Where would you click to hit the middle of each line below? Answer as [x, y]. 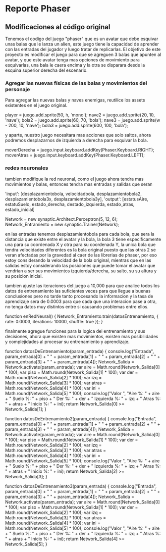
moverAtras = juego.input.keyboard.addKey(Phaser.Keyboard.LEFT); [75, 155]
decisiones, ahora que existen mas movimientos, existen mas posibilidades [82, 336]
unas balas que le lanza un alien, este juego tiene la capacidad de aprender [82, 44]
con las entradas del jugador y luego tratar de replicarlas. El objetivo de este [83, 49]
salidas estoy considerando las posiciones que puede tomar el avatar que [80, 265]
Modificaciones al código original [58, 27]
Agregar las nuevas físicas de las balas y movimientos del [76, 83]
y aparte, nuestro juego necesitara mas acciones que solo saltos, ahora [78, 135]
